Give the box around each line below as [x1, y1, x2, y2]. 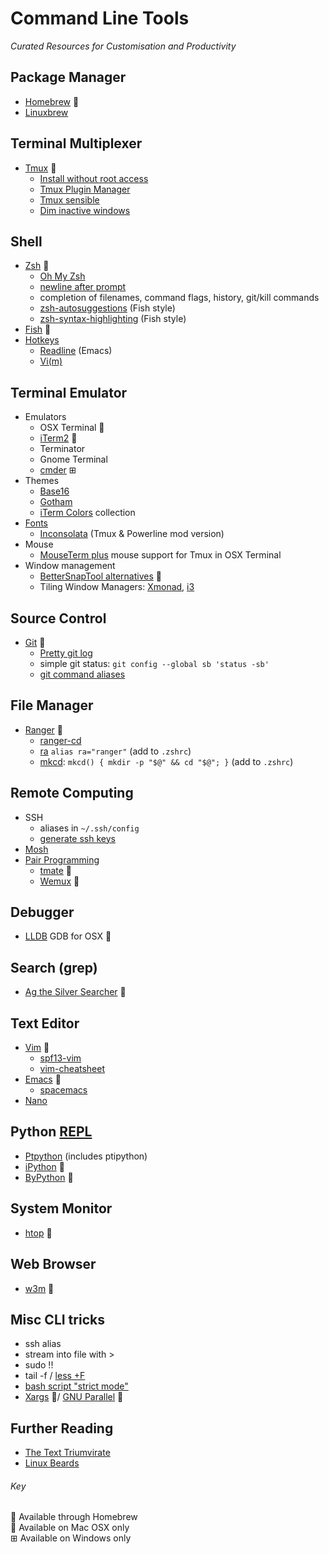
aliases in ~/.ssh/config [39, 822, 140, 834]
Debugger [10, 904, 75, 921]
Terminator [39, 443, 86, 455]
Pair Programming [24, 853, 100, 866]
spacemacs [39, 1084, 88, 1096]
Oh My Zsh [39, 270, 86, 282]
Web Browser [10, 1256, 97, 1273]
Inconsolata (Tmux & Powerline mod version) [39, 528, 225, 540]
